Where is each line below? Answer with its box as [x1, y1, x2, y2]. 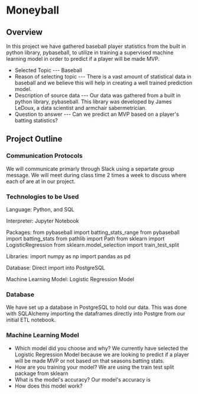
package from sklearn [14, 370, 69, 377]
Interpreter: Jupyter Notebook [6, 217, 79, 224]
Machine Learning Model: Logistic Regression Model [6, 275, 134, 282]
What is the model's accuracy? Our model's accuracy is [14, 376, 151, 383]
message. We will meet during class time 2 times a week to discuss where [6, 171, 187, 178]
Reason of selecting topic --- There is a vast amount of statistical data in [14, 73, 192, 80]
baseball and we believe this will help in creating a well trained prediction [14, 79, 193, 86]
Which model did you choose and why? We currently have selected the [14, 344, 188, 351]
